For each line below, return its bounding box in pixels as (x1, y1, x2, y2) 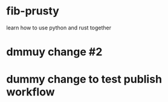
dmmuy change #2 (6, 45, 103, 59)
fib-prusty (6, 4, 59, 18)
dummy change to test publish (6, 73, 162, 86)
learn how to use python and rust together (6, 24, 112, 31)
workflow (6, 85, 55, 99)
